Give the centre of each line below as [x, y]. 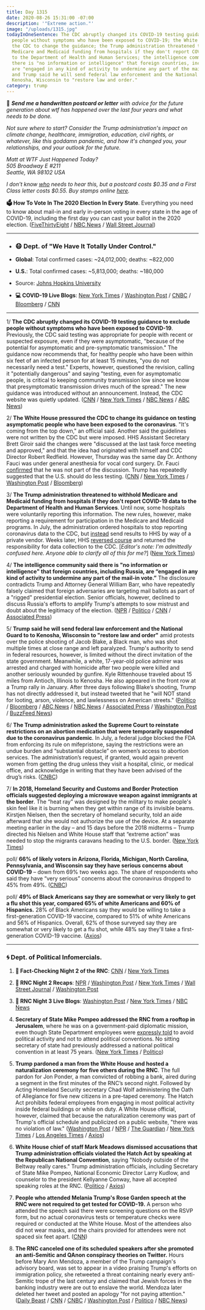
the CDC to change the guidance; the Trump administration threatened [103, 46]
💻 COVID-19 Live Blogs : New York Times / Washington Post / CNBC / [103, 295]
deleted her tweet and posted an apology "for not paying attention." [100, 1294]
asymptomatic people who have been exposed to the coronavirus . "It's [98, 425]
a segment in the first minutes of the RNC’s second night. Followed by [103, 1083]
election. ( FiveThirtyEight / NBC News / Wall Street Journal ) [81, 225]
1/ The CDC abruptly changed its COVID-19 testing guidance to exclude [98, 322]
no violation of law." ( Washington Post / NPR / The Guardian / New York [105, 1129]
